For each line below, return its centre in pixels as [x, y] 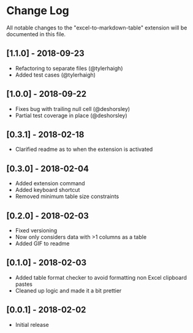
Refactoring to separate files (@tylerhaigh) [69, 68]
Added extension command [50, 183]
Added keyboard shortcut [47, 190]
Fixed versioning [36, 230]
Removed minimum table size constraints [67, 196]
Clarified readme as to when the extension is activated [84, 149]
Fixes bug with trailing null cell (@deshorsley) [73, 109]
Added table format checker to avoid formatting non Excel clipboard [101, 277]
